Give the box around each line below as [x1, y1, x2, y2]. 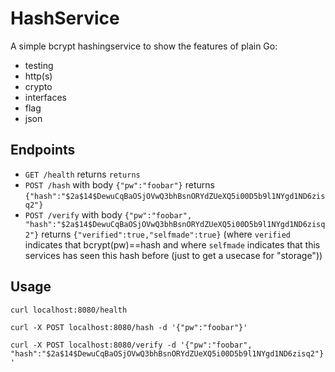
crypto [24, 80, 53, 92]
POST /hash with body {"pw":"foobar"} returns [24, 178, 215, 191]
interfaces [24, 91, 67, 103]
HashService [10, 7, 120, 30]
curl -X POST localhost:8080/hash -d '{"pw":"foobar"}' [10, 322, 248, 332]
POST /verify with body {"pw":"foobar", [24, 208, 193, 221]
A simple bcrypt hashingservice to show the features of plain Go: [10, 40, 278, 52]
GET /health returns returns [24, 168, 141, 180]
